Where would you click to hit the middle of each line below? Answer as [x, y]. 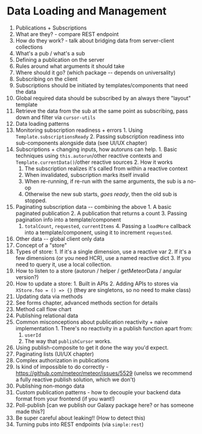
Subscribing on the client [46, 79]
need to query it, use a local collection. [63, 264]
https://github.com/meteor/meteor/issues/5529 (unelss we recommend [104, 373]
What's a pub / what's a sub [50, 53]
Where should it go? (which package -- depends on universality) [96, 72]
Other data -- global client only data [60, 238]
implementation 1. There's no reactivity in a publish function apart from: [104, 328]
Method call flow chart [43, 309]
